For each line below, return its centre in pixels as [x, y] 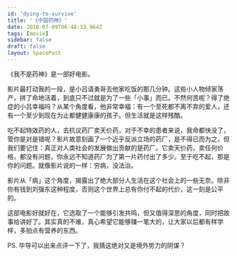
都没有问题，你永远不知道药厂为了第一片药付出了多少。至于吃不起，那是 [124, 156]
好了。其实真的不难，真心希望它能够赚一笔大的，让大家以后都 [115, 222]
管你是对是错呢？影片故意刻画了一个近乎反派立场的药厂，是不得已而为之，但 [119, 139]
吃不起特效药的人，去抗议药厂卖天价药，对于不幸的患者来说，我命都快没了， [119, 130]
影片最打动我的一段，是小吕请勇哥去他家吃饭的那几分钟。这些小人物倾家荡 [115, 89]
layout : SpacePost [34, 53]
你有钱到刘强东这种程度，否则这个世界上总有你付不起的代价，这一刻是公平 [115, 189]
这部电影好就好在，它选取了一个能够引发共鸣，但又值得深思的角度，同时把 [115, 212]
